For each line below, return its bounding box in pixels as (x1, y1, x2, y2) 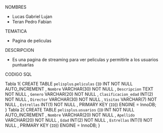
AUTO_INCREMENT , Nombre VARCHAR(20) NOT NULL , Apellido (5, 112, 135, 118)
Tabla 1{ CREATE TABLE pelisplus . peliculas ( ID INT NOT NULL (5, 81, 133, 87)
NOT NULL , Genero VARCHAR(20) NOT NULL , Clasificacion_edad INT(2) (5, 91, 154, 97)
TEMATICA (5, 28, 27, 34)
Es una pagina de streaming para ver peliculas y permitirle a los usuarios (12, 57, 159, 63)
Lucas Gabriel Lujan (12, 14, 53, 19)
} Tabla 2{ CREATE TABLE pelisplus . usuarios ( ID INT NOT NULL (5, 107, 135, 112)
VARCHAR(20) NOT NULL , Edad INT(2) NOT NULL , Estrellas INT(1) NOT (5, 117, 153, 123)
